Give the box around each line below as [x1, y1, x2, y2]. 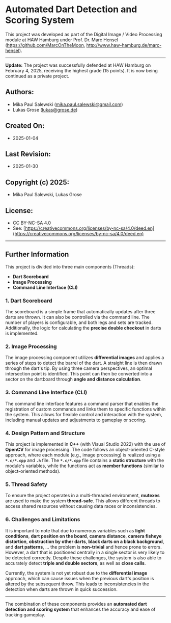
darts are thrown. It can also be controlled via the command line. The [5, 314, 150, 320]
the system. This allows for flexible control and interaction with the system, [5, 411, 162, 417]
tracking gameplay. [5, 611, 46, 617]
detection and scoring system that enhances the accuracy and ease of [5, 606, 156, 612]
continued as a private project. [5, 73, 70, 79]
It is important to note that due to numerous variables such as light [5, 527, 145, 533]
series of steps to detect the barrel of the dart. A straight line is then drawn [5, 360, 162, 366]
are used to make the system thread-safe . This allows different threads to [5, 498, 160, 504]
